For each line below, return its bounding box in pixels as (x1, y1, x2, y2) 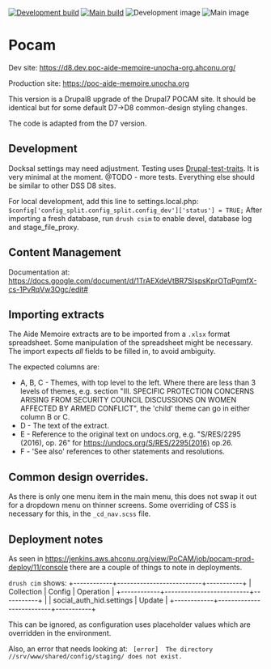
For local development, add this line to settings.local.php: (8, 196, 199, 206)
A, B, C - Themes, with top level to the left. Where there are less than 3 (19, 377, 256, 388)
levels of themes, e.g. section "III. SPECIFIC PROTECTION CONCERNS (19, 386, 255, 396)
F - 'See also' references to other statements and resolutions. (19, 446, 225, 457)
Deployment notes (8, 532, 104, 546)
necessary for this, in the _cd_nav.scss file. (8, 509, 151, 518)
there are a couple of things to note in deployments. (70, 563, 243, 572)
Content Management (8, 245, 121, 259)
